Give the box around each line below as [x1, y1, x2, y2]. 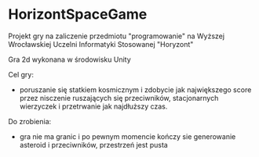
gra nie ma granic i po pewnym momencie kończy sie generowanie [19, 131, 236, 141]
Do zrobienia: [8, 116, 52, 126]
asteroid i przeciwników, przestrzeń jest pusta [19, 140, 169, 149]
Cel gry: [8, 70, 34, 79]
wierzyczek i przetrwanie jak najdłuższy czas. [19, 102, 168, 111]
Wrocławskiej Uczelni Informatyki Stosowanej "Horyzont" [8, 39, 194, 48]
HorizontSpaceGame [8, 5, 148, 23]
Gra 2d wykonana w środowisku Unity [8, 55, 131, 64]
